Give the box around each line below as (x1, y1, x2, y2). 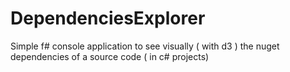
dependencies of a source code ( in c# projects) (10, 50, 210, 62)
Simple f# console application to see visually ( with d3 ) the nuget (10, 40, 280, 52)
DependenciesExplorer (10, 7, 206, 30)
